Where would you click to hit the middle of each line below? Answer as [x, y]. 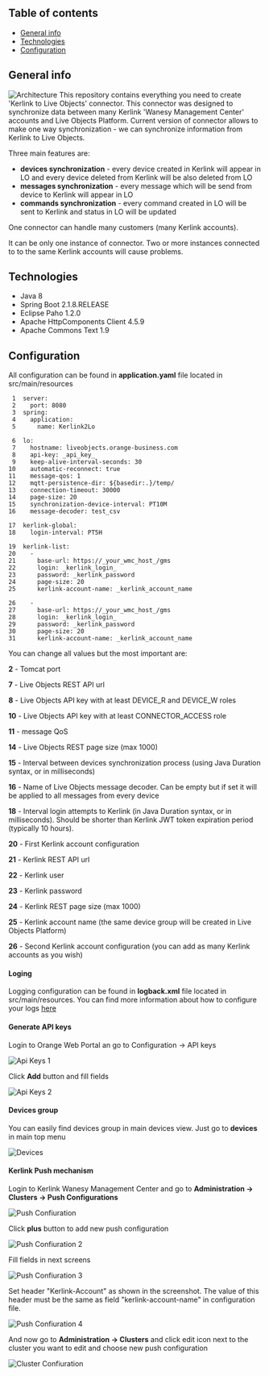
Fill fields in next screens [50, 1260]
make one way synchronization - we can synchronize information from [126, 129]
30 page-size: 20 [46, 632]
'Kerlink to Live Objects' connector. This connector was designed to [121, 103]
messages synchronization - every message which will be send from [136, 186]
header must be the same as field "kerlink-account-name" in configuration [132, 1300]
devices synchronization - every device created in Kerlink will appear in [141, 169]
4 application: [43, 420]
